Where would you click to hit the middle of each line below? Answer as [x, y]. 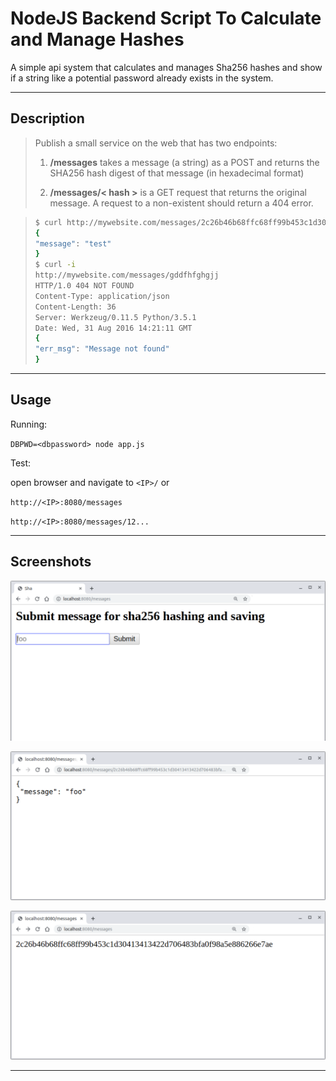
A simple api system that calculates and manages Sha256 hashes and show [166, 67]
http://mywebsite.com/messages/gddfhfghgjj [127, 275]
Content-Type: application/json [102, 296]
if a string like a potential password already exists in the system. [142, 78]
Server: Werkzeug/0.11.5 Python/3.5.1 [115, 317]
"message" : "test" [73, 243]
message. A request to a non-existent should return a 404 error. [181, 203]
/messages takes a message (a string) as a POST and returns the [184, 162]
